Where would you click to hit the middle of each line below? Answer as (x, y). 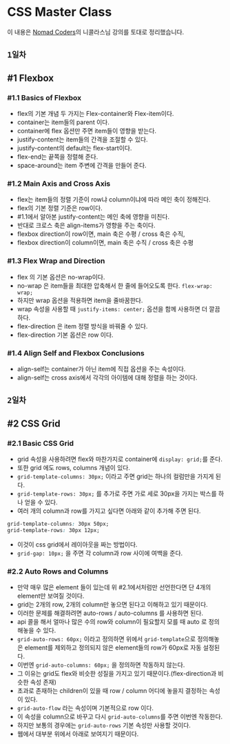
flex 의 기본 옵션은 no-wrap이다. (61, 277)
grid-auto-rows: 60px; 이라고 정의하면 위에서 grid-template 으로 (106, 639)
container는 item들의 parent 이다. (63, 122)
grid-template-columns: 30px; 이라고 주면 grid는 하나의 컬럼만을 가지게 (115, 476)
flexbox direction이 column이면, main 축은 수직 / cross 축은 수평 (105, 243)
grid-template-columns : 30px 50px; (58, 524)
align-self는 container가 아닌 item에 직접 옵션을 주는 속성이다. (101, 369)
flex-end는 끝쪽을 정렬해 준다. (57, 157)
